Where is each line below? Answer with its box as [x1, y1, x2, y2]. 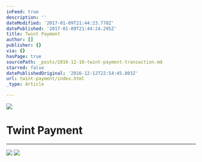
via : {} [6, 48, 26, 54]
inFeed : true [6, 8, 39, 15]
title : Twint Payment [6, 31, 61, 37]
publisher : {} [6, 43, 42, 49]
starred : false [6, 64, 44, 71]
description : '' [6, 14, 47, 20]
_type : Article [6, 82, 44, 88]
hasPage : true [6, 53, 42, 59]
